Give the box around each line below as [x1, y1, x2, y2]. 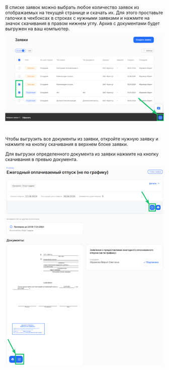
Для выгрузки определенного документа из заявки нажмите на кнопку [5, 151, 159, 157]
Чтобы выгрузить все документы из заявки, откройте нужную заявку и [5, 136, 158, 142]
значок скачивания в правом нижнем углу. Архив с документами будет [5, 20, 160, 26]
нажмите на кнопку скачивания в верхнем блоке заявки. [5, 141, 128, 147]
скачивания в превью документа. [5, 156, 78, 163]
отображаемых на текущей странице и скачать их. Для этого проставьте [5, 10, 163, 16]
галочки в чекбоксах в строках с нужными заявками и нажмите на [5, 15, 150, 21]
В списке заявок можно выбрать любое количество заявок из [5, 5, 139, 10]
